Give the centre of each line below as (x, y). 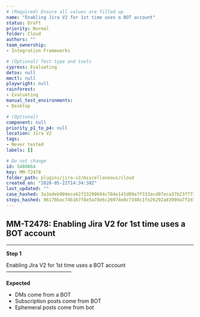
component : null (26, 122)
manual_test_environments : (40, 100)
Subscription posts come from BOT (58, 301)
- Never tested (25, 145)
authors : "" (21, 39)
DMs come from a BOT (43, 294)
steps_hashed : (24, 200)
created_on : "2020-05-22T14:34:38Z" (51, 183)
